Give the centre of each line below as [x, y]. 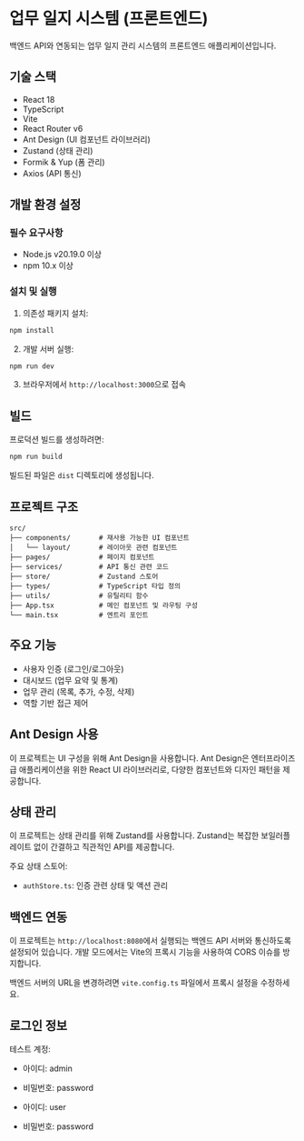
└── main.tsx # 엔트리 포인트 [79, 615]
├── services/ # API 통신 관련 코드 [89, 566]
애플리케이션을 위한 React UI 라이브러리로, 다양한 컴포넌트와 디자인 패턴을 [150, 769]
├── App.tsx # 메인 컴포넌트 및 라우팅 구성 [103, 606]
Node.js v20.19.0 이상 [62, 255]
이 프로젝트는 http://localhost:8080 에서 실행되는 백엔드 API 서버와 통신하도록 [151, 941]
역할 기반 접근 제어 [55, 703]
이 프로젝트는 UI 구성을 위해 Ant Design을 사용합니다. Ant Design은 [129, 758]
